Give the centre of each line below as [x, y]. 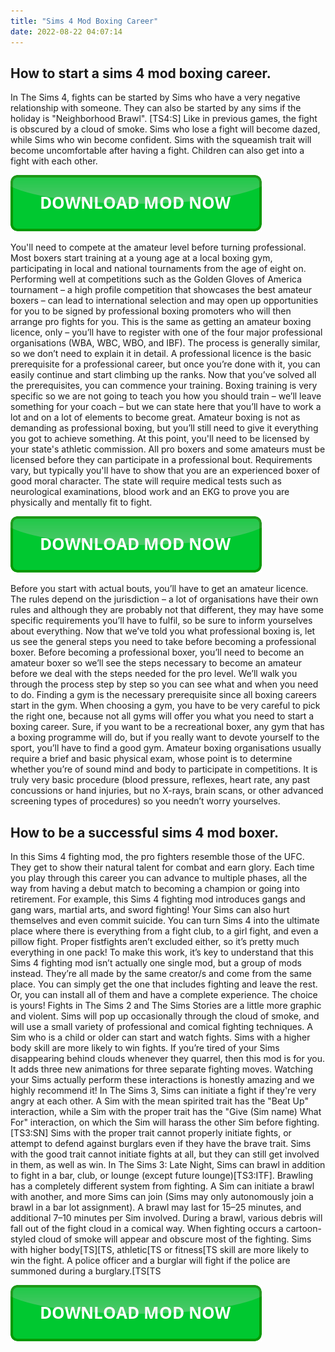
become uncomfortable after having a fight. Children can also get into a [157, 151]
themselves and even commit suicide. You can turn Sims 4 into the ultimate [165, 921]
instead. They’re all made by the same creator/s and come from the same [161, 974]
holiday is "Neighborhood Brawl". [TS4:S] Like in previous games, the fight [164, 119]
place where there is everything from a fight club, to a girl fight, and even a [164, 931]
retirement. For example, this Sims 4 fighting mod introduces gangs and [158, 899]
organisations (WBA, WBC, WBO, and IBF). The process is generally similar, [165, 343]
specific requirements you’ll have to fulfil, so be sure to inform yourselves [161, 621]
